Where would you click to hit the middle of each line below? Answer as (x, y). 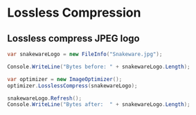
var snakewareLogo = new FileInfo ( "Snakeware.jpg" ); (85, 54)
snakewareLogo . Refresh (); (44, 98)
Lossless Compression (74, 13)
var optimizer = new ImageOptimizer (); (65, 79)
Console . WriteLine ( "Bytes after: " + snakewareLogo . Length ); (99, 105)
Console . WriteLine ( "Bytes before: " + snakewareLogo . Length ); (99, 67)
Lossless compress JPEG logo (73, 38)
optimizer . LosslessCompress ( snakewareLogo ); (72, 86)
